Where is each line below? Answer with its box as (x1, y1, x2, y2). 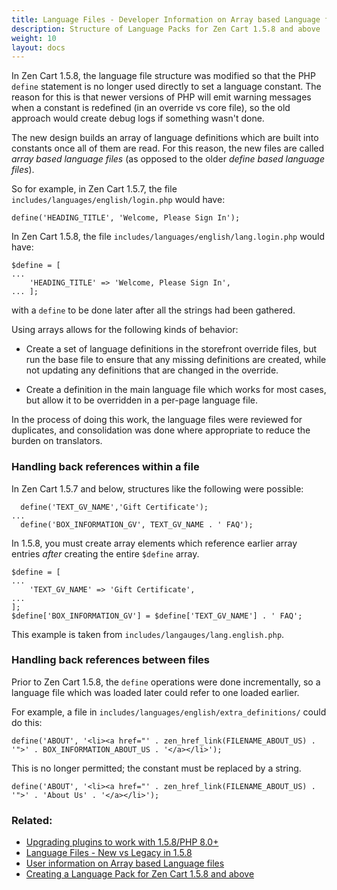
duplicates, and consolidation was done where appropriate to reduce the (11, 424, 311, 436)
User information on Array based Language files (25, 857, 225, 870)
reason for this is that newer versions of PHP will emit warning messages (11, 91, 312, 103)
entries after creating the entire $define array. (11, 547, 200, 560)
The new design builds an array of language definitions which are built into (11, 132, 319, 144)
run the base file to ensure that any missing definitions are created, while (25, 354, 327, 366)
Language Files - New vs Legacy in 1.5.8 (25, 847, 193, 859)
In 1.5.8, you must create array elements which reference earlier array (11, 537, 298, 549)
